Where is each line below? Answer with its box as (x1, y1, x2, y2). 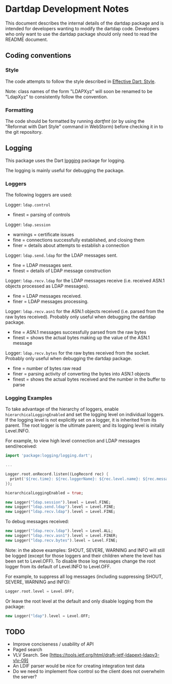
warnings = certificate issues (12, 232, 74, 238)
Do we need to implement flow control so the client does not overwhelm (12, 668, 165, 674)
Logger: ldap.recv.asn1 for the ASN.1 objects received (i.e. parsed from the (5, 308, 164, 315)
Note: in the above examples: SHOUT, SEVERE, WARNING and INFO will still (5, 547, 165, 553)
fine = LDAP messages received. (12, 293, 82, 299)
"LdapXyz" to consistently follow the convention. (5, 93, 109, 100)
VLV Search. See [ (12, 652, 51, 658)
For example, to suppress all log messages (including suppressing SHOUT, (5, 573, 163, 579)
